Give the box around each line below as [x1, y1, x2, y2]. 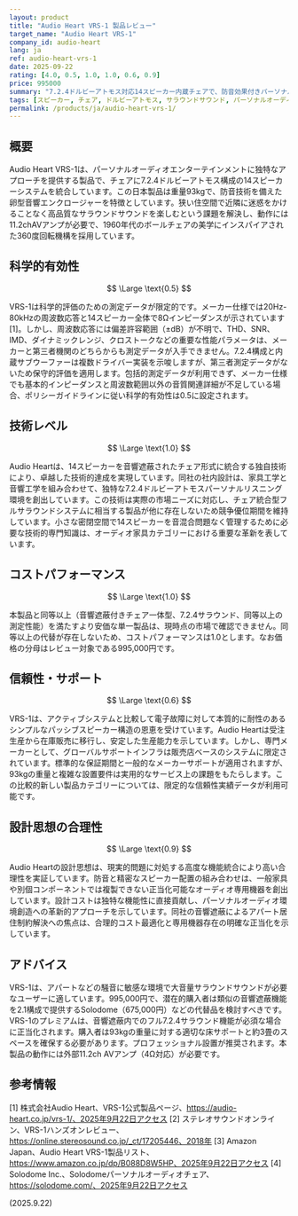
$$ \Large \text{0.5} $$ [106, 283, 192, 294]
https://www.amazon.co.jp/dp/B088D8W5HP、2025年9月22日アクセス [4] [9, 1157, 282, 1168]
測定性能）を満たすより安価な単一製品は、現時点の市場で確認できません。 [9, 620, 281, 631]
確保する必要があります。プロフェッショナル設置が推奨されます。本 [39, 1037, 287, 1047]
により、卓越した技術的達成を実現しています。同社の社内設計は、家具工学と [9, 472, 288, 482]
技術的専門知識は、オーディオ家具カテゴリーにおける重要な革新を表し [24, 527, 281, 537]
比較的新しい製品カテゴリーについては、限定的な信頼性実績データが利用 [16, 780, 281, 790]
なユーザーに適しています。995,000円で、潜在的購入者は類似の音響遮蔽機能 [9, 992, 287, 1003]
